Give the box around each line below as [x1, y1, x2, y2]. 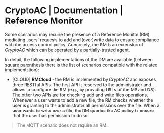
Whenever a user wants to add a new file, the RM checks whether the [12, 97, 153, 103]
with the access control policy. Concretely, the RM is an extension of [5, 42, 144, 47]
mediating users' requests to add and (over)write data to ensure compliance [5, 37, 159, 43]
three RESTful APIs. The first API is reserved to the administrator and [12, 81, 151, 88]
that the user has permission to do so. [12, 112, 89, 118]
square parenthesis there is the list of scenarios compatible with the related [5, 62, 158, 67]
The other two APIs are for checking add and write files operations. [12, 92, 148, 98]
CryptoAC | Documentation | [5, 5, 124, 16]
